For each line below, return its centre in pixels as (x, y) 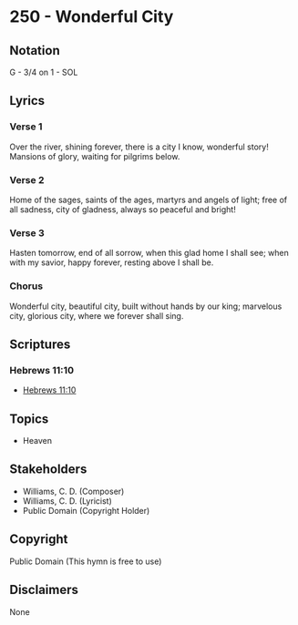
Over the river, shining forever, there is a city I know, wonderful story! (139, 147)
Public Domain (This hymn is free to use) (86, 561)
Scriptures (40, 344)
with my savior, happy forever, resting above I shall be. (112, 262)
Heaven (37, 441)
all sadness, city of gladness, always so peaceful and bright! (123, 209)
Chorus (26, 286)
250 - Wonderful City (92, 17)
